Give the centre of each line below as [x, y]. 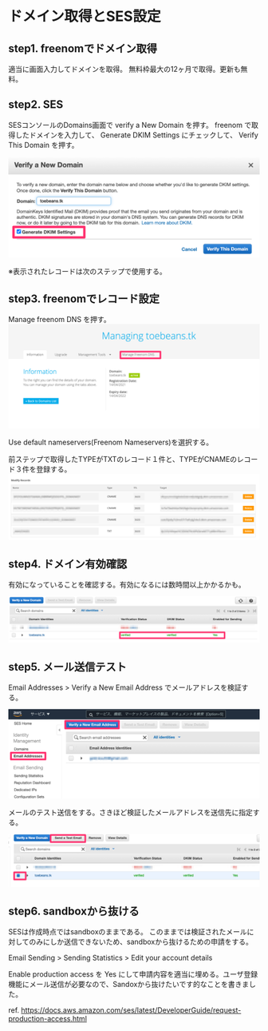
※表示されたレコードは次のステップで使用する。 [87, 271]
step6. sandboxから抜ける [74, 912]
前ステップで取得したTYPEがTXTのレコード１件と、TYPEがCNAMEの [123, 460]
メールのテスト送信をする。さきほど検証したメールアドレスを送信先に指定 [130, 812]
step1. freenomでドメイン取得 [83, 48]
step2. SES [36, 105]
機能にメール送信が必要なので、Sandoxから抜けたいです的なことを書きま [129, 985]
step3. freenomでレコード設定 [84, 299]
